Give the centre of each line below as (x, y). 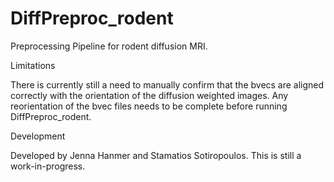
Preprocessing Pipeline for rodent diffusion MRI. (109, 46)
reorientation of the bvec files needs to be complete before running (149, 106)
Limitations (33, 65)
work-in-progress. (48, 166)
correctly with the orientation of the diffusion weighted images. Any (149, 95)
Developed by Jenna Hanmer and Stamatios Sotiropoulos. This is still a (156, 155)
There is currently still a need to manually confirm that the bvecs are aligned (167, 84)
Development (38, 136)
